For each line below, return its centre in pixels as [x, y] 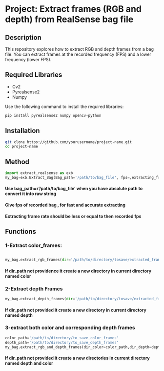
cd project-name [21, 147]
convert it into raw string [31, 194]
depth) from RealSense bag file [69, 19]
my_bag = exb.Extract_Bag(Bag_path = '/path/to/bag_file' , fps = [68, 177]
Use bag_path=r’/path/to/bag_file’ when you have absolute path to [74, 189]
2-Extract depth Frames [34, 288]
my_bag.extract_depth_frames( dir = [40, 299]
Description [23, 37]
